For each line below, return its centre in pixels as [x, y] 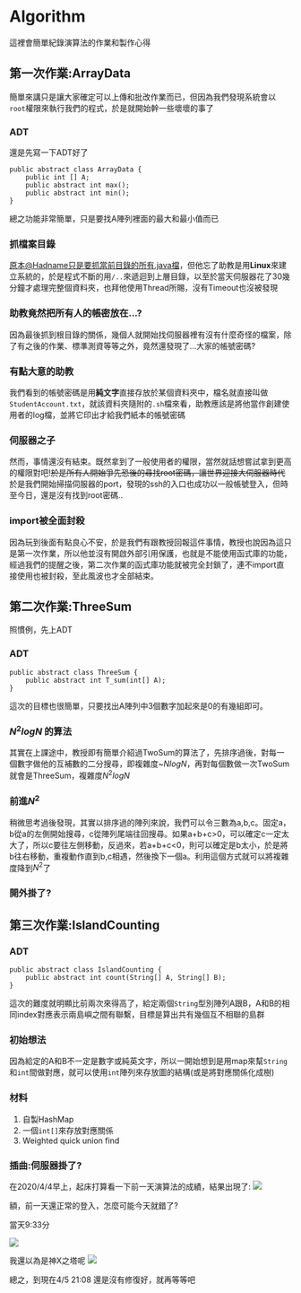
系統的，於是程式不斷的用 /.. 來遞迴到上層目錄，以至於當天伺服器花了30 [149, 276]
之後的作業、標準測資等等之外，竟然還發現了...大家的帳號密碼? [140, 345]
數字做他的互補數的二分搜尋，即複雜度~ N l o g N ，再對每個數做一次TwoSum [153, 764]
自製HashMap [48, 1119]
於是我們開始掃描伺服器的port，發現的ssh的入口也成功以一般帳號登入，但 [145, 484]
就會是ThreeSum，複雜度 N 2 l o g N [69, 775]
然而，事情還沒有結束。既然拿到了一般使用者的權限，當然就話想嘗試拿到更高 [150, 462]
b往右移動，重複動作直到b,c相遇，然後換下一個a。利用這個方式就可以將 [142, 856]
